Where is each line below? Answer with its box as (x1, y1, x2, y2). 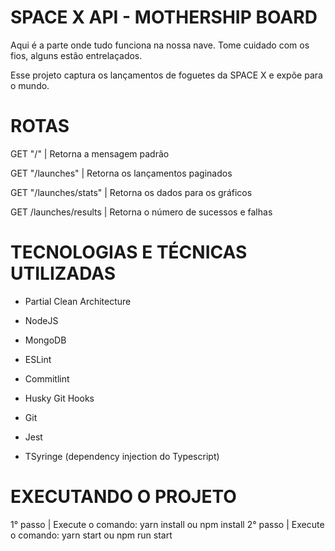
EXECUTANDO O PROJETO (10, 486, 237, 508)
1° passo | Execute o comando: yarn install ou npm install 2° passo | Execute (10, 518, 325, 530)
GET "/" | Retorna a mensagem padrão (10, 147, 170, 160)
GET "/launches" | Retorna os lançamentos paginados (10, 167, 233, 179)
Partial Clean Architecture (24, 295, 132, 307)
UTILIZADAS (10, 262, 117, 285)
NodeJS (24, 314, 59, 326)
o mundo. (10, 79, 50, 91)
